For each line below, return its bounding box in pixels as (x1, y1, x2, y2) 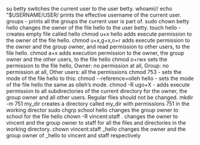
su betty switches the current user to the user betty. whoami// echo (6, 5, 173, 12)
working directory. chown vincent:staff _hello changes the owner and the (6, 125, 186, 132)
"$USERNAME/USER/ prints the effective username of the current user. (6, 11, 181, 18)
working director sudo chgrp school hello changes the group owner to (6, 107, 179, 113)
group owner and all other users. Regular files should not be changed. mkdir (6, 94, 193, 101)
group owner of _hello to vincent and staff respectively (6, 132, 141, 139)
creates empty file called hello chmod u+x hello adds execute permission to (6, 30, 192, 38)
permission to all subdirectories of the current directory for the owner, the (6, 88, 187, 94)
